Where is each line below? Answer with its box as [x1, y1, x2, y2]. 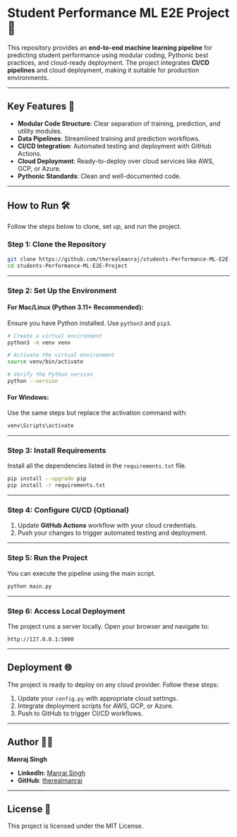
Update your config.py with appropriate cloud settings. [17, 694, 178, 702]
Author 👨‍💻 [7, 736, 54, 748]
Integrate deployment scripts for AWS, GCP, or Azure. [17, 701, 174, 710]
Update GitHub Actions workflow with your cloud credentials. [17, 521, 197, 530]
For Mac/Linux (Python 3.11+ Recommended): [7, 303, 144, 311]
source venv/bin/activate [7, 358, 83, 365]
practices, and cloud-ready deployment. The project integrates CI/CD [7, 58, 210, 66]
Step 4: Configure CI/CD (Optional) [7, 505, 129, 515]
